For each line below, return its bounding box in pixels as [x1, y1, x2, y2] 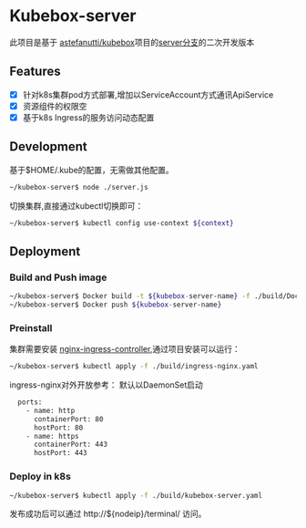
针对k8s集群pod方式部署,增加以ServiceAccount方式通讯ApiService [22, 88, 274, 100]
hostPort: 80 [33, 423, 84, 432]
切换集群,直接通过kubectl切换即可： [9, 200, 144, 211]
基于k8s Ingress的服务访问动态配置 [22, 111, 155, 123]
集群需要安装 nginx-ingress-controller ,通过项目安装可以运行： [9, 344, 240, 355]
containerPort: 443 [33, 440, 107, 450]
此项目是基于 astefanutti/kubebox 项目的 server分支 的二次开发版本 [9, 36, 255, 47]
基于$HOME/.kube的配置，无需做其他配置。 [9, 164, 175, 175]
